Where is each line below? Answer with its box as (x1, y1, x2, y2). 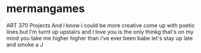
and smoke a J (6, 41, 43, 48)
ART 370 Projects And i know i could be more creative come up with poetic (6, 22, 196, 29)
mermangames (6, 2, 85, 16)
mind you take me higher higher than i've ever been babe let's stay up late (6, 34, 194, 42)
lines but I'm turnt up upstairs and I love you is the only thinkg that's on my (6, 28, 194, 35)
